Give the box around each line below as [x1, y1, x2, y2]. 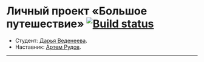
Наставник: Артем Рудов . [15, 43, 81, 51]
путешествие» [6, 17, 84, 31]
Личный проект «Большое [6, 4, 148, 18]
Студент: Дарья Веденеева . [15, 37, 87, 44]
